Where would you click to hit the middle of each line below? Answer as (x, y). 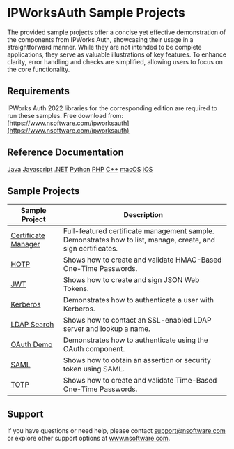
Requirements (38, 91)
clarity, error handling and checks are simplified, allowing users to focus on (115, 61)
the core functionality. (39, 69)
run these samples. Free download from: (65, 115)
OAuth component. (94, 349)
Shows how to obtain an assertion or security (137, 360)
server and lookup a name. (107, 329)
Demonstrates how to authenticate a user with (139, 300)
